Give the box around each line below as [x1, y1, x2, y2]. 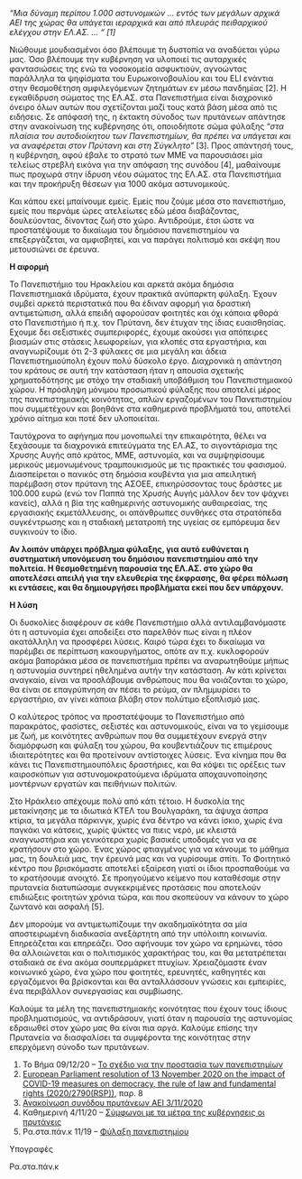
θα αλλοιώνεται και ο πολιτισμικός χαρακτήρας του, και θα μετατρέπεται [9, 947, 287, 958]
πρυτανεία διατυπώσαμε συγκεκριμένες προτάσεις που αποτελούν [9, 882, 261, 892]
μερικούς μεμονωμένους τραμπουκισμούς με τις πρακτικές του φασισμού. [9, 459, 287, 470]
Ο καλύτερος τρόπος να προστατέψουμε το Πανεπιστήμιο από [9, 712, 245, 722]
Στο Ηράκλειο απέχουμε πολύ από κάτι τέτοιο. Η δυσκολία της [9, 796, 245, 806]
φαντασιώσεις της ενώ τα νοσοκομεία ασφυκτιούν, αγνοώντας [9, 63, 248, 74]
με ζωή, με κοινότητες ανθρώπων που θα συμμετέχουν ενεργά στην [9, 731, 268, 741]
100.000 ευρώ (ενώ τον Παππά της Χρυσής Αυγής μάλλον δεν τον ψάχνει [9, 488, 289, 499]
